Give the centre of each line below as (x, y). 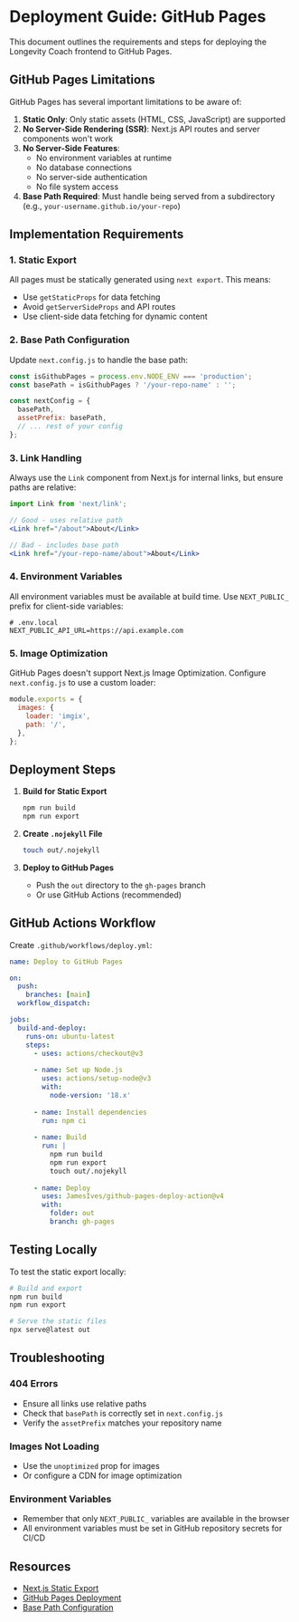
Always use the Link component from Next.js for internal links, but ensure (146, 478)
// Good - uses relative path (66, 521)
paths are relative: (43, 487)
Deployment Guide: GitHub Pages (138, 17)
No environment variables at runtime (104, 158)
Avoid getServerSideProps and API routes (99, 307)
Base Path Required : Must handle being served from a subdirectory (149, 196)
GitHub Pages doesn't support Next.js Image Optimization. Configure (138, 673)
